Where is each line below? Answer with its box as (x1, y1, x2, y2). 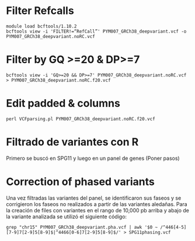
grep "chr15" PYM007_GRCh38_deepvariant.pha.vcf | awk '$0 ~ (6, 224, 158, 230)
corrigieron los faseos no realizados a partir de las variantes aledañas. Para (6, 200, 188, 208)
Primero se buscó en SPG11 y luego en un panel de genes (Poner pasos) (6, 155, 180, 162)
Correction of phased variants (6, 175, 155, 188)
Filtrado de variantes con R (6, 135, 139, 148)
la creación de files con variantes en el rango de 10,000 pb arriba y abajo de (6, 207, 190, 214)
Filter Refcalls (6, 4, 74, 18)
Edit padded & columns (6, 97, 121, 110)
